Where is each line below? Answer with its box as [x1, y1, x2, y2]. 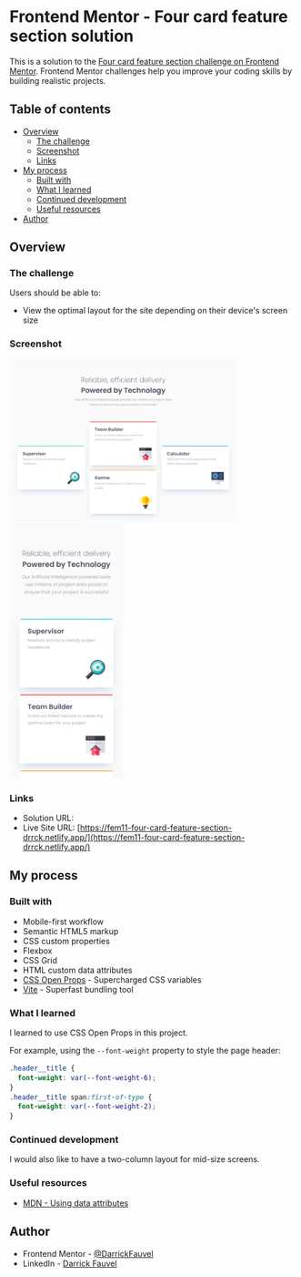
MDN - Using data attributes [22, 1197, 129, 1209]
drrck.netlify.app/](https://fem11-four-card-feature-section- [22, 831, 246, 842]
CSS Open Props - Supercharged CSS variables [22, 973, 202, 985]
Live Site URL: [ [22, 822, 81, 833]
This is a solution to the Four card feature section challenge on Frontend [9, 56, 280, 67]
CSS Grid [22, 954, 57, 965]
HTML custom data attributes [22, 964, 133, 975]
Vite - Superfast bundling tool [22, 983, 134, 994]
